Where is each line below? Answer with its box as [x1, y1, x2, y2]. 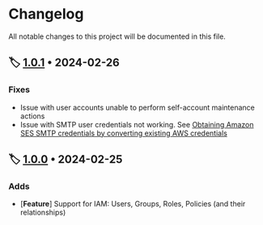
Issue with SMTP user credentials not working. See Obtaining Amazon [19, 119, 254, 129]
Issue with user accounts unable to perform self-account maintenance [19, 102, 255, 112]
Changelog [8, 5, 84, 23]
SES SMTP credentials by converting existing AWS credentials [19, 128, 228, 138]
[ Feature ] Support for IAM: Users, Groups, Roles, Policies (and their [19, 199, 246, 209]
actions [19, 110, 45, 121]
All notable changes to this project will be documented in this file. [8, 31, 227, 41]
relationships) [19, 207, 66, 218]
